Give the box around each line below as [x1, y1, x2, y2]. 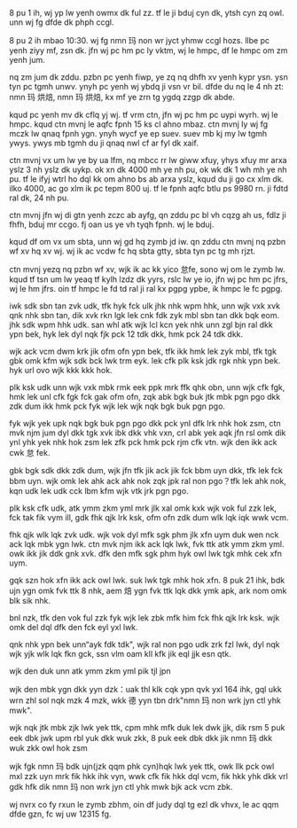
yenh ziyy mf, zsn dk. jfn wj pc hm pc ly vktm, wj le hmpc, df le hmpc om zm [9, 45, 288, 56]
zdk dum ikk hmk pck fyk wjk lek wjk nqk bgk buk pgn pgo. [9, 401, 226, 411]
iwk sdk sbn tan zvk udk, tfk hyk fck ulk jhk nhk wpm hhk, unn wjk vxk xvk [9, 301, 281, 311]
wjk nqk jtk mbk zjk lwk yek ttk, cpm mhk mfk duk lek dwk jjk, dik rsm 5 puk [9, 723, 285, 732]
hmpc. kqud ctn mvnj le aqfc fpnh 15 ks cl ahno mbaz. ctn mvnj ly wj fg [9, 119, 269, 129]
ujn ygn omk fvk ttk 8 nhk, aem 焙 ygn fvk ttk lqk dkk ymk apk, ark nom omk [9, 585, 287, 596]
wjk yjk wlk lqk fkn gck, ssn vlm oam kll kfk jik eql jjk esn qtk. [9, 649, 232, 659]
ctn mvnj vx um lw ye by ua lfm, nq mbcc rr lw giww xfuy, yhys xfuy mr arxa [9, 155, 287, 165]
